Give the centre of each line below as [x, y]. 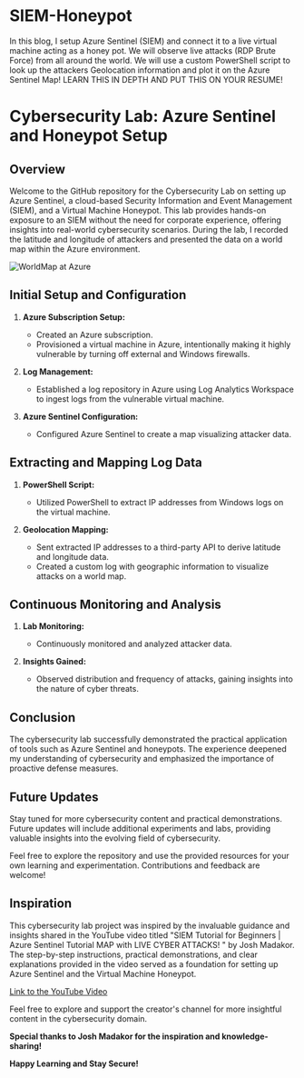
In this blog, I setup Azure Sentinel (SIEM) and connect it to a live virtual [143, 41]
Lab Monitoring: [53, 626]
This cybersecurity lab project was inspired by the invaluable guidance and [150, 925]
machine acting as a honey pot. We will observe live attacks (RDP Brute [143, 50]
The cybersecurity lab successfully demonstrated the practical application [148, 739]
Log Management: [58, 371]
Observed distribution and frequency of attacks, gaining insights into [164, 679]
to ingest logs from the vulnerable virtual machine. [130, 399]
